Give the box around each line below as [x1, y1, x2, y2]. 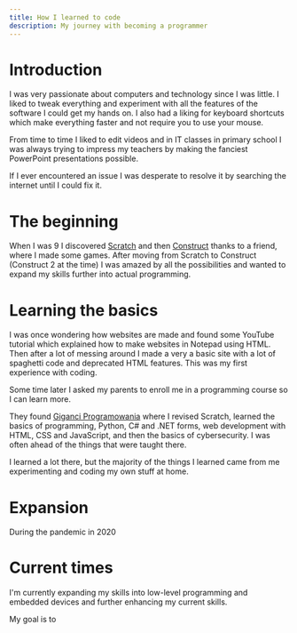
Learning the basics [9, 300, 159, 320]
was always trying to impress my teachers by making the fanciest [9, 144, 248, 155]
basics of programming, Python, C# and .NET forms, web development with [9, 421, 286, 431]
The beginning [9, 211, 119, 231]
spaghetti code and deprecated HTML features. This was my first [9, 357, 248, 369]
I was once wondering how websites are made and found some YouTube [9, 330, 275, 341]
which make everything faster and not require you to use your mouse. [9, 117, 264, 128]
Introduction [9, 60, 103, 80]
